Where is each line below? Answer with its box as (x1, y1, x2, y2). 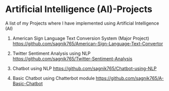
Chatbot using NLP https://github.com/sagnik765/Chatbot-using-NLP (12, 65, 157, 71)
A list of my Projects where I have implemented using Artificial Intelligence (5, 20, 159, 26)
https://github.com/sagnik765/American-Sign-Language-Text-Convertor (12, 40, 163, 46)
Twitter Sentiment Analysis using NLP (12, 50, 91, 56)
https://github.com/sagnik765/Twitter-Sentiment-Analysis (12, 55, 133, 61)
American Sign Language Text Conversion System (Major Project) (12, 35, 150, 41)
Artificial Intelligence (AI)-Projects (5, 4, 152, 15)
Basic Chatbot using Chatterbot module (12, 75, 95, 81)
